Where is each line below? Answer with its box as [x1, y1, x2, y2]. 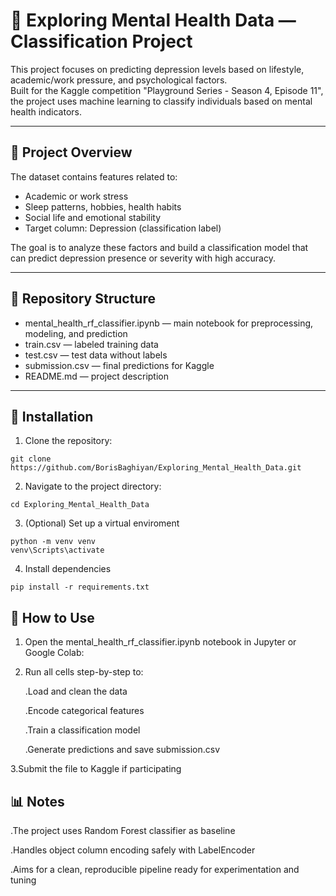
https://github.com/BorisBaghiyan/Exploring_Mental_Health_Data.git [10, 463, 302, 473]
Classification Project [10, 30, 193, 53]
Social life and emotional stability [24, 211, 162, 223]
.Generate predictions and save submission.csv [24, 744, 221, 756]
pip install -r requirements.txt [10, 582, 150, 593]
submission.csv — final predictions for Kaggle [24, 359, 215, 371]
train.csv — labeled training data [24, 338, 159, 350]
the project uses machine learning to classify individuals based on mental [10, 95, 313, 107]
